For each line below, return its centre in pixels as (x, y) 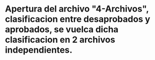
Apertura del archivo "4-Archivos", (77, 9)
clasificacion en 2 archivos (60, 40)
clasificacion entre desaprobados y (78, 19)
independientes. (39, 50)
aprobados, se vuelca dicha (62, 30)
